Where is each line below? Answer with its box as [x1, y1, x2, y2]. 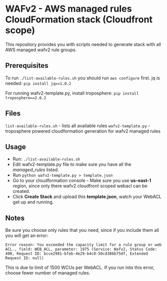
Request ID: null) [5, 256, 44, 261]
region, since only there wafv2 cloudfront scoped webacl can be [12, 183, 148, 189]
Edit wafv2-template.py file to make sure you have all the [12, 162, 132, 168]
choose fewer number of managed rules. [5, 270, 91, 276]
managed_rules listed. [12, 167, 59, 173]
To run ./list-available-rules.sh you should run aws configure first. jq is [5, 74, 160, 81]
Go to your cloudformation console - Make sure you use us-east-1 [12, 178, 151, 184]
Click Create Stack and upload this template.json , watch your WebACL [12, 193, 162, 200]
